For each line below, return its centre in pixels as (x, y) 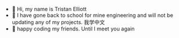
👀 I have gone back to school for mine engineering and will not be (92, 15)
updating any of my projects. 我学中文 (58, 22)
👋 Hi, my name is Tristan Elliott (49, 9)
